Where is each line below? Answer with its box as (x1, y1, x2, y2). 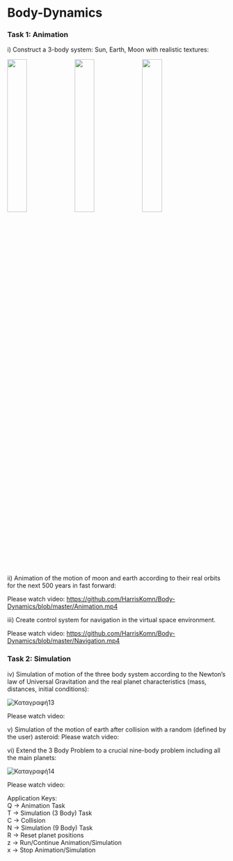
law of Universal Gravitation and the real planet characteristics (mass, (7, 677, 207, 686)
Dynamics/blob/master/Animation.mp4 (7, 602, 118, 610)
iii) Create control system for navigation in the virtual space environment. (7, 616, 216, 624)
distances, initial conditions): (7, 684, 89, 693)
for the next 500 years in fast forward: (7, 581, 116, 590)
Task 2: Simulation (7, 654, 72, 664)
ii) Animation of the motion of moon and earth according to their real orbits (7, 574, 221, 583)
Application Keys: (7, 793, 58, 802)
